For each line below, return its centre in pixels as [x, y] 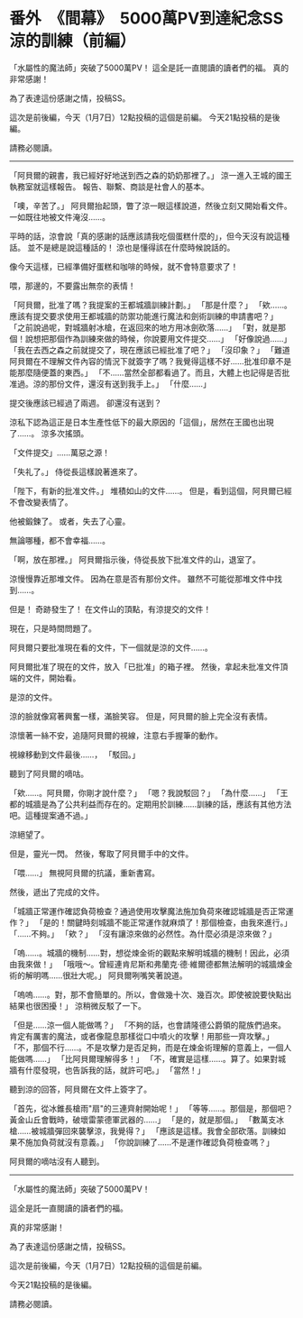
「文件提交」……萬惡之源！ [60, 453]
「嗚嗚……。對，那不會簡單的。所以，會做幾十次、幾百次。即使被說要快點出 [151, 994]
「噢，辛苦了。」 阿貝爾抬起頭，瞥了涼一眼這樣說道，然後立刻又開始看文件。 [151, 206]
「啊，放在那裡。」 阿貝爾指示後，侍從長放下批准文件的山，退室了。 [135, 559]
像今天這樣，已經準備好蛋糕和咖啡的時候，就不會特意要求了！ [124, 266]
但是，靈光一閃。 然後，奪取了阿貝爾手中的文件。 [101, 854]
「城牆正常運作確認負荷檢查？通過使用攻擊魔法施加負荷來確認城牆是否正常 [147, 911]
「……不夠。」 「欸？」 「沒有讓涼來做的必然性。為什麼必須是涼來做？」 [143, 933]
